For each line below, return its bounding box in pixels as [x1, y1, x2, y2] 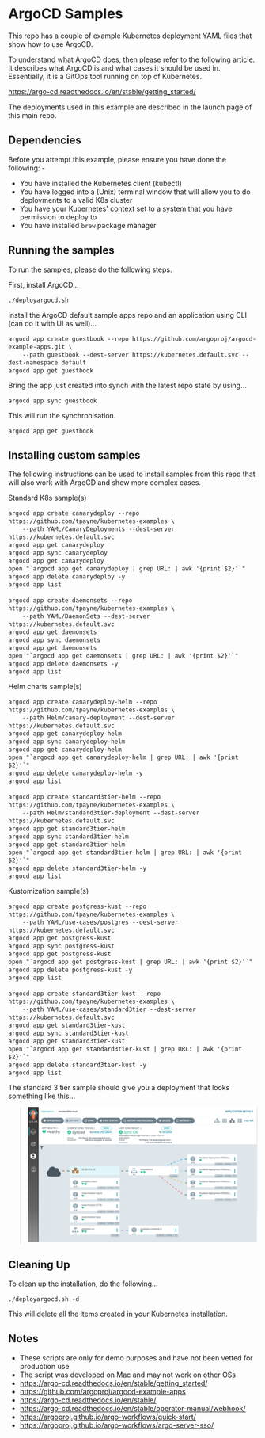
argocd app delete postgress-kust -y [8, 966, 133, 975]
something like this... [8, 1091, 76, 1101]
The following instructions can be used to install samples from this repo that [8, 469, 256, 479]
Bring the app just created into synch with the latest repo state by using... [8, 380, 247, 390]
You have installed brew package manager [19, 220, 157, 230]
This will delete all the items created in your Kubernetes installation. [8, 1309, 228, 1319]
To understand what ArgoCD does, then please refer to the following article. [8, 55, 256, 64]
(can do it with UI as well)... [8, 318, 97, 328]
